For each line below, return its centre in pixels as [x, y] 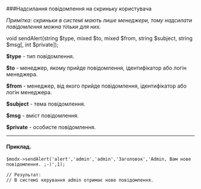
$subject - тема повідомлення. [46, 104]
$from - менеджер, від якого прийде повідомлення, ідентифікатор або [97, 86]
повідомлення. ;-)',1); [36, 164]
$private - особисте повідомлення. [51, 127]
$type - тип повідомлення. [40, 56]
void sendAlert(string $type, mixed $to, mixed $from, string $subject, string [100, 38]
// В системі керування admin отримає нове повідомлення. [80, 180]
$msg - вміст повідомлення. [42, 115]
